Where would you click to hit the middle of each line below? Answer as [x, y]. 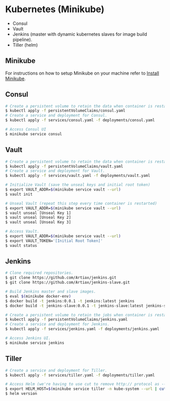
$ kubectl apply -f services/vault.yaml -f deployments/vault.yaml [78, 176]
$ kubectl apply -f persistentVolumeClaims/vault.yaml [64, 166]
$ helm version [21, 394]
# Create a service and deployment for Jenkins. [57, 324]
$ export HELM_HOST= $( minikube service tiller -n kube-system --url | [81, 389]
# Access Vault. [22, 232]
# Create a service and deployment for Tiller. [56, 370]
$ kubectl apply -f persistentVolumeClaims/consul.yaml [65, 111]
